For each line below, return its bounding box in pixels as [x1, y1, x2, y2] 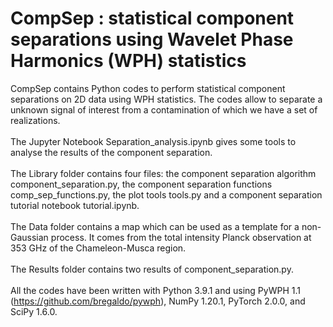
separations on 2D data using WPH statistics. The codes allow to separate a [10, 93, 323, 105]
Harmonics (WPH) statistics [10, 50, 247, 72]
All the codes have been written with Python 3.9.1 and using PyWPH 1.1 [10, 284, 301, 296]
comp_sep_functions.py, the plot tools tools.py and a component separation [10, 188, 323, 201]
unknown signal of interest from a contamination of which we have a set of [10, 103, 318, 116]
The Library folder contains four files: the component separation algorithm [10, 167, 317, 179]
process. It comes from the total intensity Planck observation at [50, 231, 312, 243]
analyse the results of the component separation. [10, 146, 213, 158]
